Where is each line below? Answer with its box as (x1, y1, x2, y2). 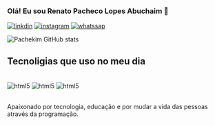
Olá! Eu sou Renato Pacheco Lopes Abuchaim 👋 (7, 6, 169, 16)
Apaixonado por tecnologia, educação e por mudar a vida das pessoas (7, 102, 208, 110)
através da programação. (7, 110, 79, 118)
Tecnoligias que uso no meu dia (7, 55, 146, 67)
